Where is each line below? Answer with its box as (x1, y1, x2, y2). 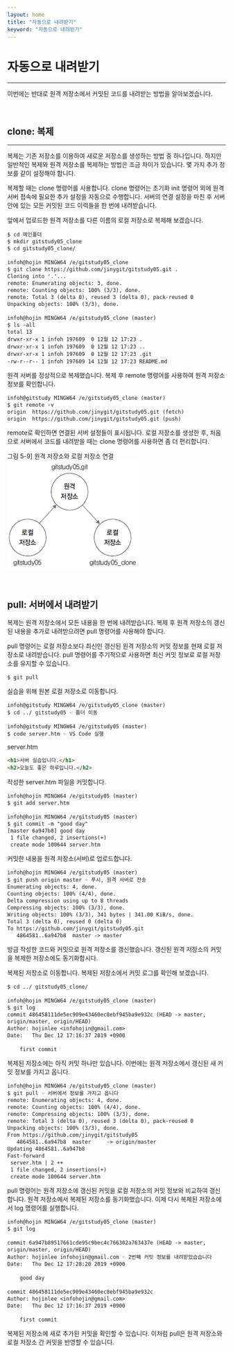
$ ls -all (7, 322, 36, 329)
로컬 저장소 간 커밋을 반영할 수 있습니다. (7, 1338, 114, 1346)
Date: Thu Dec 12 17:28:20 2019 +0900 (7, 1261, 126, 1267)
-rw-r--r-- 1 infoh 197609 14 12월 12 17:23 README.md (7, 358, 168, 365)
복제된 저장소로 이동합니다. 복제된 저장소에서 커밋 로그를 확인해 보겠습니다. (7, 969, 209, 977)
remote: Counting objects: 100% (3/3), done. (7, 287, 141, 294)
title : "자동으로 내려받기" (7, 18, 77, 26)
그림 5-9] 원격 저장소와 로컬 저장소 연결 (7, 452, 114, 460)
